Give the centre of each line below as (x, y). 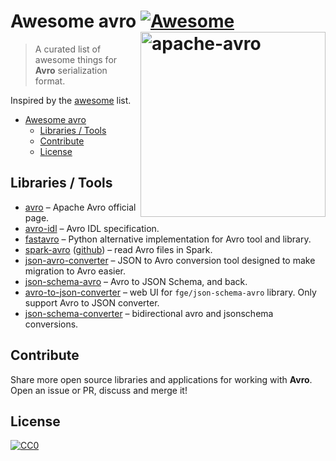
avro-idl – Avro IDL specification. (92, 228)
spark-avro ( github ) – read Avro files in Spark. (118, 249)
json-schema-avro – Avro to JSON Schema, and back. (136, 281)
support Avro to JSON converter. (92, 302)
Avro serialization (71, 70)
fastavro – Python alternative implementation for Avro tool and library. (168, 239)
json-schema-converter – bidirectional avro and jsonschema (149, 313)
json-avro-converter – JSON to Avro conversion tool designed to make (170, 260)
